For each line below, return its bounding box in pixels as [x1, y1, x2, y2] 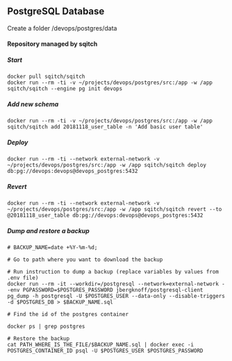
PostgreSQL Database [7, 6, 105, 17]
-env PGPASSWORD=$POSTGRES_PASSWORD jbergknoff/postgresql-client [7, 287, 204, 294]
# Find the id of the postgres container [7, 311, 129, 318]
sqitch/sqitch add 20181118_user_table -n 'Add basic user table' [7, 124, 204, 131]
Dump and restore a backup [7, 226, 90, 235]
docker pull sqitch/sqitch [7, 73, 85, 81]
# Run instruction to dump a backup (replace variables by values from [7, 269, 219, 276]
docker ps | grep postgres [7, 323, 85, 330]
